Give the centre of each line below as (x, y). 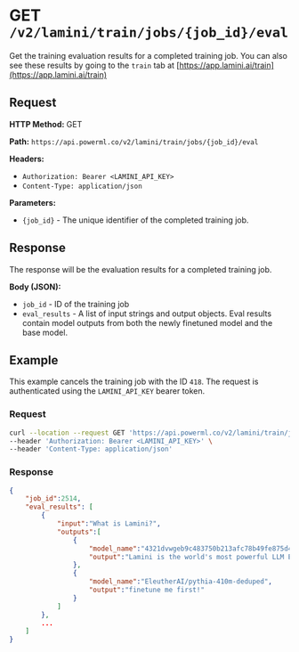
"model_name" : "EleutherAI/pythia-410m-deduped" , (181, 582)
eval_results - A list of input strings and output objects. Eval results (147, 314)
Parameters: (32, 202)
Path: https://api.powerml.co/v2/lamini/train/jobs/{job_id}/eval (134, 141)
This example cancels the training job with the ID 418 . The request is (134, 382)
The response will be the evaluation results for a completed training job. (141, 269)
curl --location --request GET (67, 433)
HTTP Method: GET (46, 124)
